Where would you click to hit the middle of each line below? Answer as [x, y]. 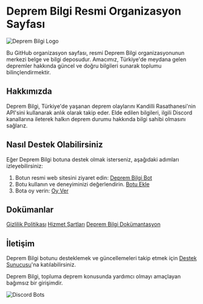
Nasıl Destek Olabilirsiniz [55, 145]
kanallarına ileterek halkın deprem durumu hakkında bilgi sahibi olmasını [96, 119]
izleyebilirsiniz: [25, 166]
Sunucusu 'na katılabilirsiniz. [41, 265]
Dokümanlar [30, 209]
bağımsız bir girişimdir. [35, 283]
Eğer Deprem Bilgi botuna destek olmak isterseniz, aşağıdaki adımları [93, 159]
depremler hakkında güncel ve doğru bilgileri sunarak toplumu [84, 66]
